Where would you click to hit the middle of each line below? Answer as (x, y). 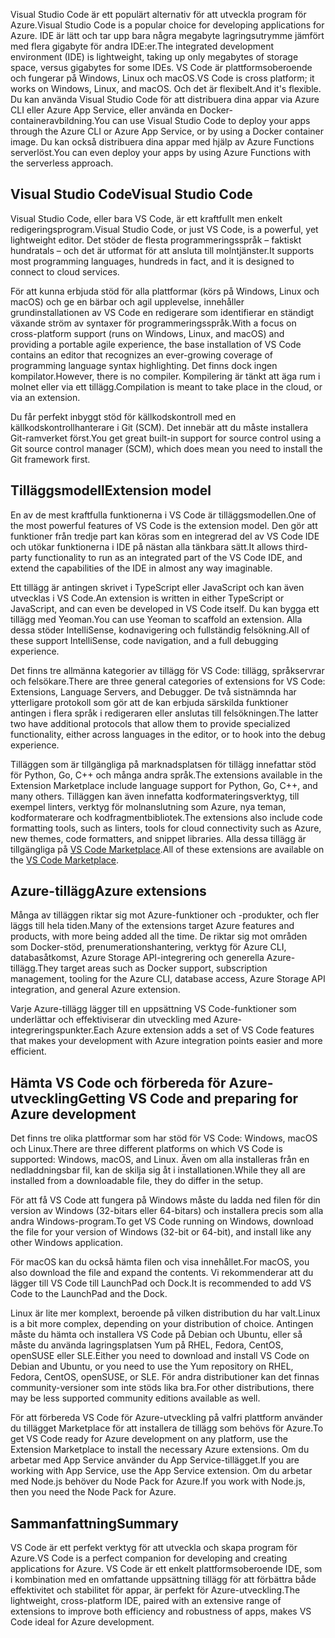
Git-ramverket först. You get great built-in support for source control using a (166, 438)
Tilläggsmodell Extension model (111, 490)
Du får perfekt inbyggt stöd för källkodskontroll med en (123, 416)
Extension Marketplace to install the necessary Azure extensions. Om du (160, 1450)
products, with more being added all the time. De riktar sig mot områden (159, 936)
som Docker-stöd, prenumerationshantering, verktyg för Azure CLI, (148, 947)
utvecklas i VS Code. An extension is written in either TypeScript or (147, 598)
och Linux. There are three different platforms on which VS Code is (146, 1149)
